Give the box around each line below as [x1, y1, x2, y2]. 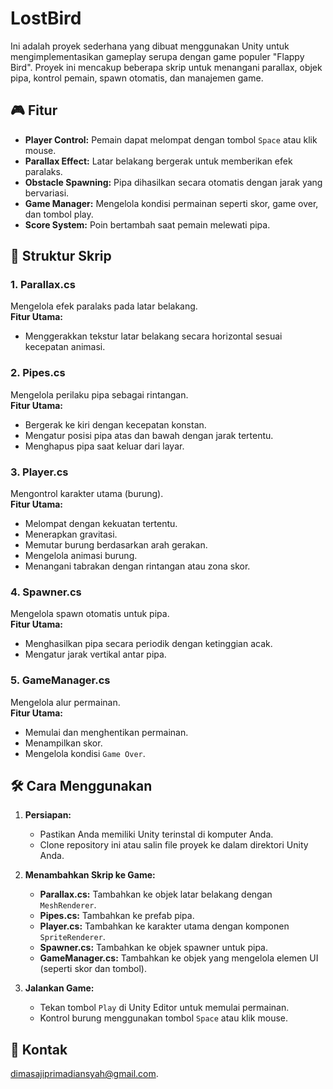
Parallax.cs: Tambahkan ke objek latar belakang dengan [39, 888, 273, 901]
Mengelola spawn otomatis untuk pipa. [10, 608, 170, 620]
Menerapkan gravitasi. [24, 528, 118, 541]
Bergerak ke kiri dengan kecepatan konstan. [24, 418, 207, 431]
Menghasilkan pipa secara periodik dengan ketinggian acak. [24, 638, 273, 650]
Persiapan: [24, 809, 72, 821]
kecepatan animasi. [24, 341, 106, 353]
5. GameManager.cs [10, 673, 111, 687]
